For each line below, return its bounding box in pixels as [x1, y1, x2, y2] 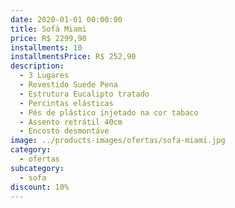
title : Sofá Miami [10, 24, 87, 34]
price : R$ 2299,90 [10, 33, 87, 43]
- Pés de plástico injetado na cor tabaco [19, 107, 199, 118]
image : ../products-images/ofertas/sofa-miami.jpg [10, 136, 226, 146]
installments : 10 [10, 42, 83, 53]
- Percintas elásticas [19, 98, 114, 108]
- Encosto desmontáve [19, 126, 110, 136]
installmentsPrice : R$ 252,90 [10, 52, 137, 62]
